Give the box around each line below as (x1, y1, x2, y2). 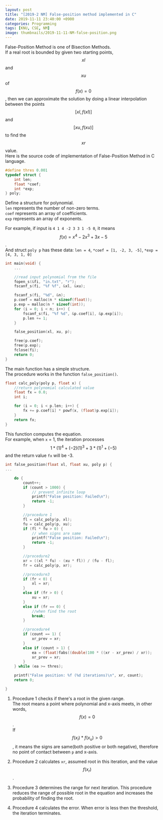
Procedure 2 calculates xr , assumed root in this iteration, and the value (12, 758, 158, 764)
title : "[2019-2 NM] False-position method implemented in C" (5, 12, 137, 17)
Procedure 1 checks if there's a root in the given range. (12, 695, 125, 701)
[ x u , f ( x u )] (74, 125, 93, 130)
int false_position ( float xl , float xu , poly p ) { (5, 462, 112, 467)
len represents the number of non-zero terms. (5, 205, 100, 211)
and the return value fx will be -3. (5, 452, 74, 458)
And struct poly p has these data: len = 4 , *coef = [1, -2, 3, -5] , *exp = (5, 247, 158, 253)
